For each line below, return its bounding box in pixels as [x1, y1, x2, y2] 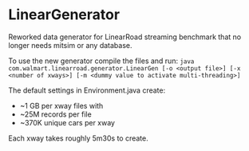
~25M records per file [19, 109, 92, 119]
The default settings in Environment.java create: [8, 85, 166, 95]
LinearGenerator [8, 6, 121, 24]
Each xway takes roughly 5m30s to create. [8, 133, 149, 143]
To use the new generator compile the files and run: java [8, 56, 195, 66]
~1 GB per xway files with [19, 101, 104, 110]
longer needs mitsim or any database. [8, 40, 133, 50]
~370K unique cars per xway [19, 117, 116, 127]
